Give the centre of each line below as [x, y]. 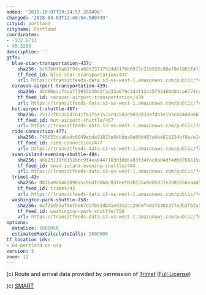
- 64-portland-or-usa [34, 245]
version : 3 [20, 251]
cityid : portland [29, 23]
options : [17, 223]
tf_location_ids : [29, 239]
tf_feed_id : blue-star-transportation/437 [72, 75]
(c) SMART [20, 286]
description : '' [27, 52]
